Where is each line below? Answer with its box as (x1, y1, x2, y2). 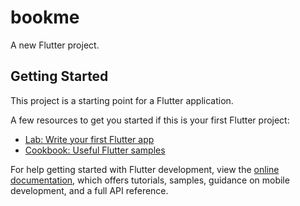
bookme (10, 6, 80, 29)
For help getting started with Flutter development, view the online (10, 163, 280, 175)
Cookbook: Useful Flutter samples (24, 144, 166, 156)
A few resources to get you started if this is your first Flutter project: (10, 114, 290, 126)
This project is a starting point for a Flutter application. (10, 94, 234, 106)
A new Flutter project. (10, 39, 100, 51)
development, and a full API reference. (10, 184, 169, 196)
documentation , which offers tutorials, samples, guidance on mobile (10, 174, 290, 186)
